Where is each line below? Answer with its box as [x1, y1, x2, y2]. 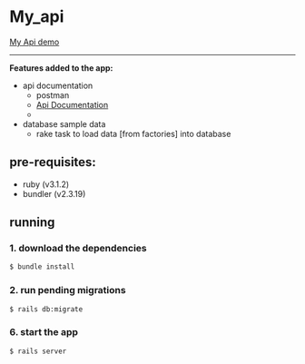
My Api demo [9, 36, 60, 47]
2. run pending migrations [9, 284, 126, 297]
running [9, 215, 55, 231]
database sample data [22, 118, 106, 129]
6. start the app [9, 326, 79, 339]
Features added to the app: [9, 62, 113, 74]
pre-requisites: [9, 154, 97, 170]
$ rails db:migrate [9, 304, 84, 314]
